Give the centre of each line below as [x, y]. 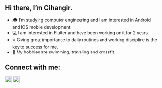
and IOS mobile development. [42, 27]
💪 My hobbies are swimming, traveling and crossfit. [64, 52]
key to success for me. [35, 47]
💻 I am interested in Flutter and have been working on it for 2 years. [81, 32]
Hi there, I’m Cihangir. [39, 8]
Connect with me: [33, 67]
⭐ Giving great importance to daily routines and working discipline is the [84, 40]
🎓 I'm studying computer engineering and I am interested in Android [81, 20]
